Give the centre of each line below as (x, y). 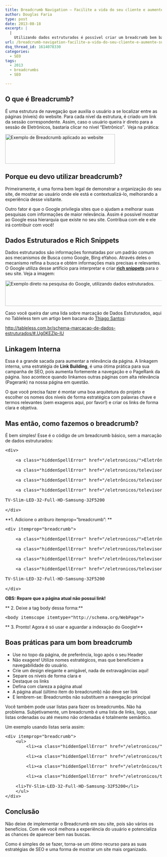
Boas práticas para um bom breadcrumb (69, 643)
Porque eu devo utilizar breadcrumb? (64, 177)
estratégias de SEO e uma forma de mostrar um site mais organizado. (76, 849)
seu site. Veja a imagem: (30, 274)
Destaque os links (31, 681)
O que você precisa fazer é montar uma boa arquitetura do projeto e (75, 392)
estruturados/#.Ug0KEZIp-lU (35, 333)
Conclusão (22, 812)
